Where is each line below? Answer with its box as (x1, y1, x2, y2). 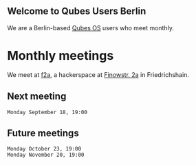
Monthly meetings (7, 48, 114, 63)
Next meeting (7, 91, 67, 102)
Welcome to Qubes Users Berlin (7, 5, 146, 17)
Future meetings (7, 127, 79, 139)
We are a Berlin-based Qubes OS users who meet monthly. (7, 23, 174, 32)
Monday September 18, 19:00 (7, 109, 88, 115)
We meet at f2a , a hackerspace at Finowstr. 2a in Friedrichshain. (7, 70, 189, 78)
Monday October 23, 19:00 (7, 146, 81, 153)
